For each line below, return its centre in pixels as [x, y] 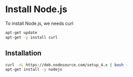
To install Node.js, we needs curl [39, 23]
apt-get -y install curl [31, 37]
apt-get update [21, 32]
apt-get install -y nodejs [34, 69]
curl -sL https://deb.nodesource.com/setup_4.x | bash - [67, 65]
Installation [23, 53]
